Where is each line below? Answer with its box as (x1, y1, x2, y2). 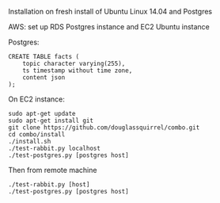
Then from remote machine (8, 166, 97, 174)
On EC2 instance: (8, 94, 66, 104)
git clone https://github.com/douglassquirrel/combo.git (8, 124, 200, 132)
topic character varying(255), (22, 59, 126, 67)
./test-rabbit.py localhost (8, 144, 101, 152)
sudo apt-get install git (8, 117, 93, 124)
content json (22, 74, 66, 82)
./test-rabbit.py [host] (8, 181, 90, 189)
